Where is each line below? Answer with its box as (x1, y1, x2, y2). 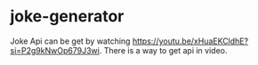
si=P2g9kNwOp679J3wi (10, 45, 101, 55)
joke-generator (10, 6, 125, 27)
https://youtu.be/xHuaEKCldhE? (132, 36, 248, 46)
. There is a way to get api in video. (99, 45, 228, 55)
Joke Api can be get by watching (10, 36, 131, 46)
